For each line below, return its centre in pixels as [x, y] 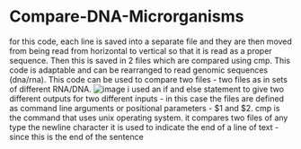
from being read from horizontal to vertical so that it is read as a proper [141, 50]
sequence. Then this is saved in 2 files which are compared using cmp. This [150, 60]
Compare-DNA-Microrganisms [127, 17]
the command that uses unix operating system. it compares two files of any [149, 118]
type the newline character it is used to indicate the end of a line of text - [144, 127]
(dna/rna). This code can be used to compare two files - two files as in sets [148, 79]
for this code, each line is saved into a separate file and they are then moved [150, 41]
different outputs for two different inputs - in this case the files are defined [147, 98]
